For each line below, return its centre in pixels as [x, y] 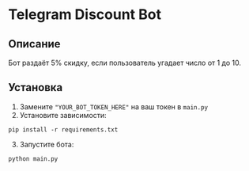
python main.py [33, 159]
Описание [34, 44]
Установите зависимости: [63, 115]
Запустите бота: [47, 144]
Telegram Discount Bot [85, 15]
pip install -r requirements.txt [63, 129]
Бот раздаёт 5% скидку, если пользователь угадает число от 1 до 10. [125, 63]
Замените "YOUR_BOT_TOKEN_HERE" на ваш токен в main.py [113, 106]
